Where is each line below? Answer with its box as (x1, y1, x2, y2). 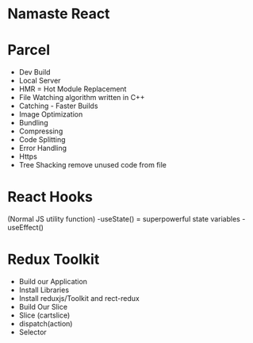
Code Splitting (18, 135, 66, 145)
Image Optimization (18, 110, 83, 119)
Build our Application (18, 277, 88, 286)
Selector (18, 327, 47, 337)
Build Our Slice (18, 303, 68, 311)
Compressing (18, 126, 63, 136)
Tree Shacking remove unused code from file (18, 160, 167, 170)
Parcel (7, 41, 51, 60)
